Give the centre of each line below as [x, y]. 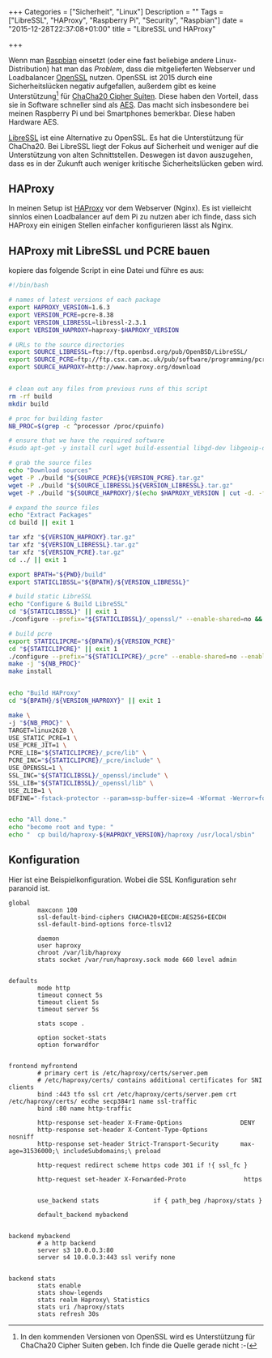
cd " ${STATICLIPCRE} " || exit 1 [63, 649]
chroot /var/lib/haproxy [79, 952]
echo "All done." [38, 820]
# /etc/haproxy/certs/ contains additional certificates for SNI [150, 1080]
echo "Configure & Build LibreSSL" [68, 604]
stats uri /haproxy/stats [81, 1307]
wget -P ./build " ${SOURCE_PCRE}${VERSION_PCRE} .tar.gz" [106, 478]
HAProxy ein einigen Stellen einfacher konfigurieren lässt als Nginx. [121, 225]
